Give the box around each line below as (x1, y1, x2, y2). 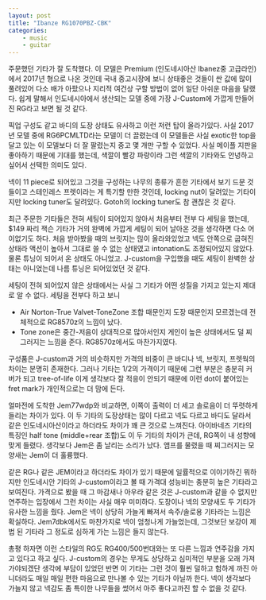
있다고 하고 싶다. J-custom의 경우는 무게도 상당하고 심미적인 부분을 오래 (16, 554, 241, 563)
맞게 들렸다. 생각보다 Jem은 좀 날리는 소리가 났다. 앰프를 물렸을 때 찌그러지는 (8, 440, 247, 450)
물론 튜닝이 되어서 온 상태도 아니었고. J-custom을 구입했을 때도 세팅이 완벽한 (8, 254, 248, 263)
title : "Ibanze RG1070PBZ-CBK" (8, 19, 112, 27)
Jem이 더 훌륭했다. (29, 451, 89, 460)
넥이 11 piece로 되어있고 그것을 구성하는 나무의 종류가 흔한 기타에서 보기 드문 (8, 177, 246, 187)
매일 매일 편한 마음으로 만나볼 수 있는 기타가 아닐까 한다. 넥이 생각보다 (35, 574, 252, 583)
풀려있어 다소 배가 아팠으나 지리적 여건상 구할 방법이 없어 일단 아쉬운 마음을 (8, 84, 241, 94)
